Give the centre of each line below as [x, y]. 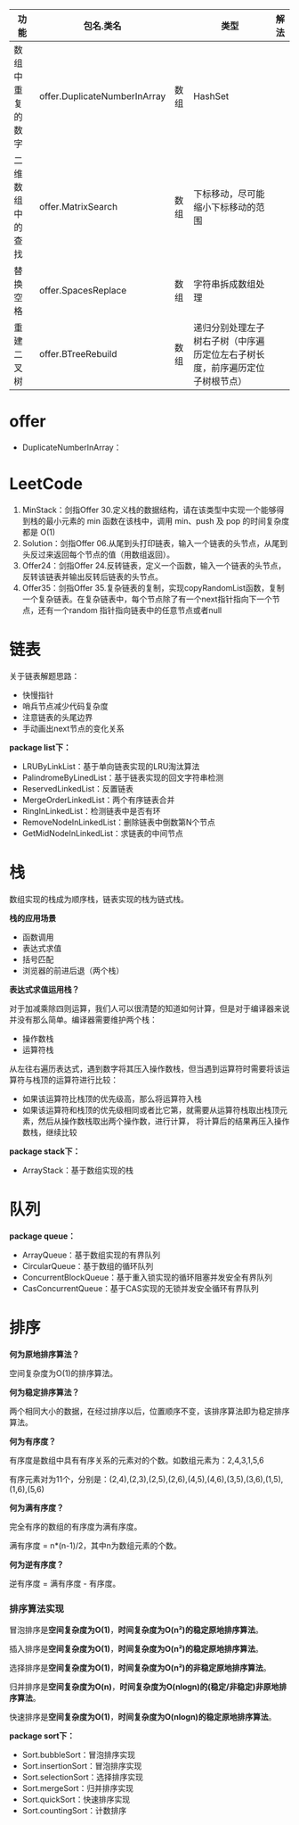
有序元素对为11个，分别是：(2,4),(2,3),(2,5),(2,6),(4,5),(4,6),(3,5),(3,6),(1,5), [146, 1479]
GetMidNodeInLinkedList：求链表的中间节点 [103, 833]
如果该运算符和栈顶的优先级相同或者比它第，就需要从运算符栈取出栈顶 [151, 1109]
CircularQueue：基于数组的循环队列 [88, 1265]
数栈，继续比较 [49, 1132]
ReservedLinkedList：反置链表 [78, 788]
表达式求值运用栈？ [44, 989]
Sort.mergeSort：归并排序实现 [77, 1788]
